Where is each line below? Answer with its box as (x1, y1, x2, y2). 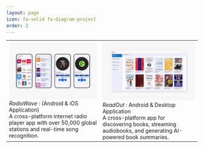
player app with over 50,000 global (8, 119, 97, 127)
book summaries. (126, 133, 169, 141)
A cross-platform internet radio (8, 113, 87, 120)
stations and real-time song (8, 126, 79, 133)
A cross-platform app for (102, 114, 166, 121)
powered (102, 133, 125, 141)
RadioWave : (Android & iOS (8, 100, 79, 107)
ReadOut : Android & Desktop (102, 101, 176, 109)
